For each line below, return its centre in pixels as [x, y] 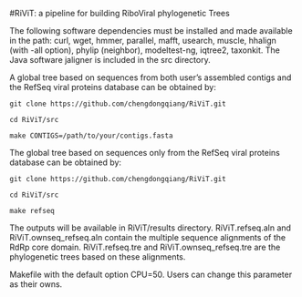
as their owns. [36, 284]
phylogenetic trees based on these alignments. [98, 257]
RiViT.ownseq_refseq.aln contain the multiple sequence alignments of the [147, 237]
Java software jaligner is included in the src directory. [110, 60]
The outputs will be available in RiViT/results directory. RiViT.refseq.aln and [151, 228]
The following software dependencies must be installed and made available [151, 31]
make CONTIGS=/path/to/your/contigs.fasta [91, 136]
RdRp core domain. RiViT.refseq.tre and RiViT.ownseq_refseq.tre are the [145, 247]
